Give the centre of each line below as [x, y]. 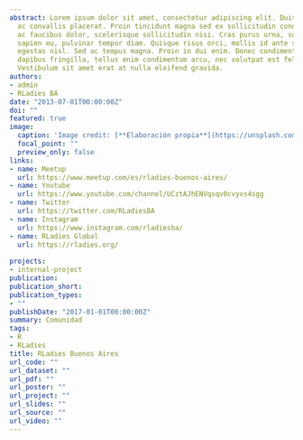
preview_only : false [56, 152]
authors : [26, 77]
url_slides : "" [38, 404]
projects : [28, 262]
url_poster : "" [38, 388]
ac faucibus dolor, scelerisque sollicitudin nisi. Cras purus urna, [151, 34]
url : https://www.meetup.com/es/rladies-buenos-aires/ [123, 177]
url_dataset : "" [40, 370]
